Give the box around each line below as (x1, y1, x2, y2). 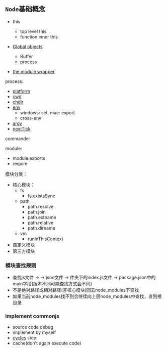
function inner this (20, 33, 58, 39)
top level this (20, 28, 47, 34)
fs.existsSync (27, 193, 55, 199)
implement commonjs (5, 313, 59, 320)
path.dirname (27, 225, 55, 231)
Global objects (12, 43, 43, 50)
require (12, 160, 28, 166)
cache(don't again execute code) (12, 340, 81, 346)
